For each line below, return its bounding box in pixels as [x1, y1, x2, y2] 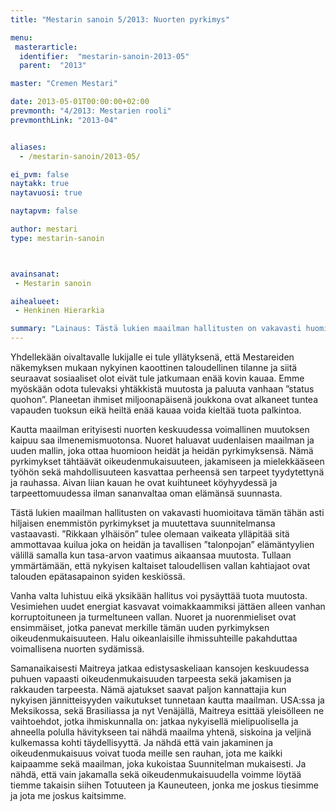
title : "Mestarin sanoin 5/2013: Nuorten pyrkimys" [10, 14, 230, 25]
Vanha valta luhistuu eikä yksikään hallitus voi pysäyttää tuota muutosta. [10, 590, 308, 601]
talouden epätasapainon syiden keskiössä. [10, 571, 186, 582]
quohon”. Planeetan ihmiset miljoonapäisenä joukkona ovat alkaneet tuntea [10, 394, 319, 405]
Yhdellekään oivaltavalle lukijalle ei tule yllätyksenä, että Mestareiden [10, 351, 295, 363]
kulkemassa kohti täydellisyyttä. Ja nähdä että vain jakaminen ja [10, 737, 274, 748]
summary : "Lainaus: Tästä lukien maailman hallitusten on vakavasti [10, 324, 302, 334]
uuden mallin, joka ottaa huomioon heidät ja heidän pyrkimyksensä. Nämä [10, 445, 314, 456]
